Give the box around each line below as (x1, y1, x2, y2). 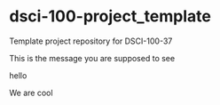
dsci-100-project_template (9, 6, 211, 27)
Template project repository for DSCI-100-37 (9, 36, 173, 46)
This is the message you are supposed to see (9, 52, 176, 63)
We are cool (9, 87, 53, 98)
